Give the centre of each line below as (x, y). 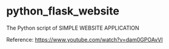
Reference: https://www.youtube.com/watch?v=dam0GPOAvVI (85, 39)
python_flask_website (63, 11)
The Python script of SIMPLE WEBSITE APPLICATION (73, 28)
